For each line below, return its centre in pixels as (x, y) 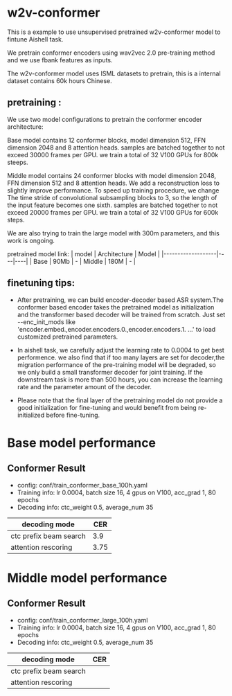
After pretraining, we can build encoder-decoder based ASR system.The (120, 300)
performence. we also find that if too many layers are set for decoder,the (121, 357)
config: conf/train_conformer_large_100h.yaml (82, 620)
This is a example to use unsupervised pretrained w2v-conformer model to (114, 32)
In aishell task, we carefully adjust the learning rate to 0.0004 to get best (121, 350)
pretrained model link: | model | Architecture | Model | (84, 253)
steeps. (18, 162)
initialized (31, 415)
